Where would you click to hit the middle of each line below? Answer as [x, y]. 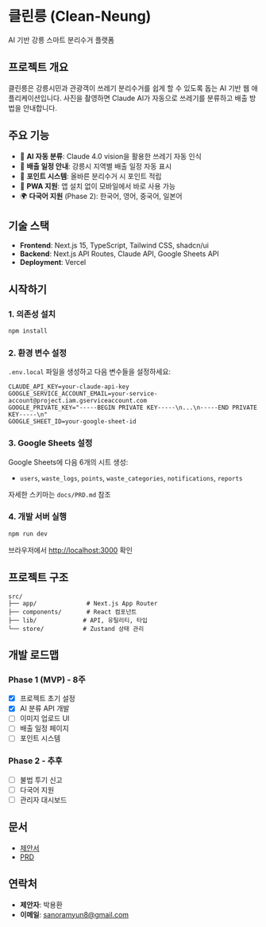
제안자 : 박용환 [41, 905]
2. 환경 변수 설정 [38, 352]
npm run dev [28, 534]
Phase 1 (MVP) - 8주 [47, 680]
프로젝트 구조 [39, 578]
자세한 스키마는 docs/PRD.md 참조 [60, 494]
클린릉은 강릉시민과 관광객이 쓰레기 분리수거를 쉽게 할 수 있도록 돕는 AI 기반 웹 [129, 88]
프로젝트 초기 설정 [47, 699]
